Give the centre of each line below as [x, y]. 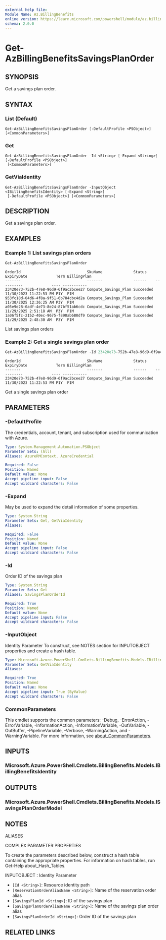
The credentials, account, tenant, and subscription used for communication [82, 433]
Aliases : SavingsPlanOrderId [35, 595]
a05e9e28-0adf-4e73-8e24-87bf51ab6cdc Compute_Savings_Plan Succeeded [79, 307]
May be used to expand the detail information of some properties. [72, 507]
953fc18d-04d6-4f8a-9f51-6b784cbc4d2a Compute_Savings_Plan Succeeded [79, 298]
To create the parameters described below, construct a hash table [72, 855]
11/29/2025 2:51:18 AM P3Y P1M [40, 311]
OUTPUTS [21, 787]
